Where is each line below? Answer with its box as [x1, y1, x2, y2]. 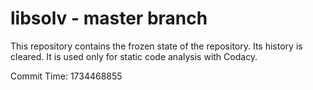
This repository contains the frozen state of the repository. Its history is [10, 40, 303, 52]
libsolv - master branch [10, 7, 208, 30]
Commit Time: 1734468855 [10, 70, 123, 82]
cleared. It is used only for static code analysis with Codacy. [10, 50, 258, 62]
